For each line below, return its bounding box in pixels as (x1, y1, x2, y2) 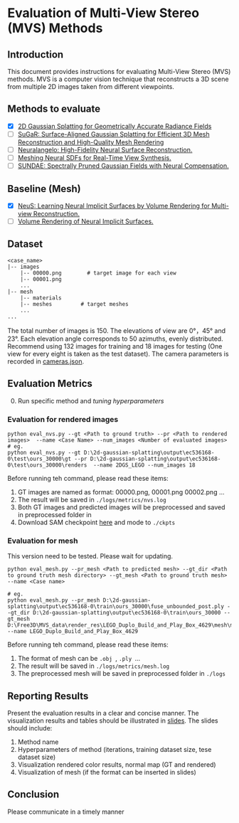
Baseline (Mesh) (7, 183, 82, 195)
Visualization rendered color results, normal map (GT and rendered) (17, 760, 216, 769)
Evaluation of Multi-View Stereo (7, 5, 200, 21)
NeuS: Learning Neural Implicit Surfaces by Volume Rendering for (17, 201, 211, 210)
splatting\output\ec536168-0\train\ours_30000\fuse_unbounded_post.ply (7, 603, 224, 610)
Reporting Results (7, 690, 89, 702)
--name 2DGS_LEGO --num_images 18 (93, 461, 196, 469)
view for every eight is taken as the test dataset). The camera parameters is (7, 349, 229, 358)
